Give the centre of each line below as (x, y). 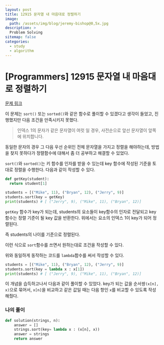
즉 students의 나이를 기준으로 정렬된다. (43, 234)
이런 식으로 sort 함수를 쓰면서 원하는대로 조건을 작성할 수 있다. (65, 245)
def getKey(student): (27, 179)
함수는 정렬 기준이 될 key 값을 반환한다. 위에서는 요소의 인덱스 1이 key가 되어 (78, 218)
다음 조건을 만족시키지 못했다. (50, 120)
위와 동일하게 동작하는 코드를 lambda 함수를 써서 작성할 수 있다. (65, 255)
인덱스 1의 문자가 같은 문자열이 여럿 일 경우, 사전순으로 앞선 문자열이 (82, 130)
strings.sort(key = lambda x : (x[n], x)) (57, 330)
